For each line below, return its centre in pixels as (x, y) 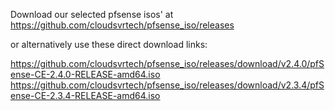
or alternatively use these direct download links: (109, 44)
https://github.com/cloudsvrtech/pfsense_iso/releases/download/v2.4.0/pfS (167, 63)
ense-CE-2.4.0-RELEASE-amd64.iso (85, 74)
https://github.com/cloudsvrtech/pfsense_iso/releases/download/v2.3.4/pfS (167, 85)
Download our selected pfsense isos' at (92, 14)
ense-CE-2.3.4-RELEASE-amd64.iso (85, 95)
